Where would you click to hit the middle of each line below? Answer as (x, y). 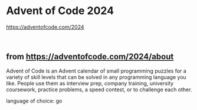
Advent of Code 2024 (60, 11)
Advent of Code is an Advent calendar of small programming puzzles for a (96, 71)
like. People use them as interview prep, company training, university (90, 83)
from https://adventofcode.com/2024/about (90, 57)
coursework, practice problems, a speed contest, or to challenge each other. (99, 90)
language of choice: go (34, 101)
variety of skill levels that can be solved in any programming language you (96, 77)
